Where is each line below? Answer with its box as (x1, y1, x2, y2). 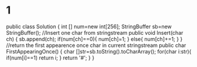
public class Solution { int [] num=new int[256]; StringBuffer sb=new (6, 23, 172, 30)
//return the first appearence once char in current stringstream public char (6, 42, 186, 49)
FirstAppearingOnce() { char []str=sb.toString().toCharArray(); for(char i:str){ (6, 48, 192, 55)
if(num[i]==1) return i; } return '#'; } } (6, 54, 95, 61)
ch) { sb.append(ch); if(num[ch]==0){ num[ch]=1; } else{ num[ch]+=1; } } (6, 35, 183, 42)
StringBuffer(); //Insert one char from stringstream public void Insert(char (6, 29, 183, 36)
